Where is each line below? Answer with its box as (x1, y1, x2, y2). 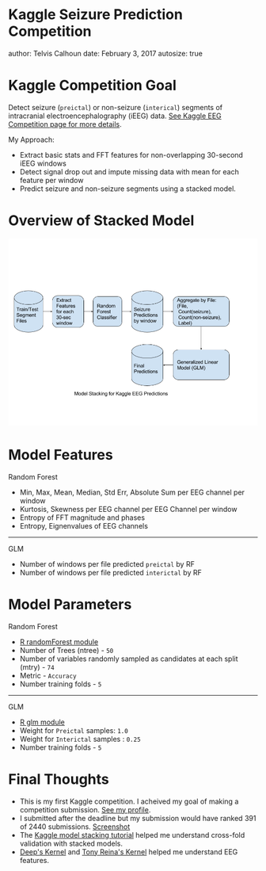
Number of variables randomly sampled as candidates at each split (19, 654, 239, 663)
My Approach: (8, 135, 55, 144)
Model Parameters (8, 595, 132, 613)
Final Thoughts (8, 770, 109, 788)
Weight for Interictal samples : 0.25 (19, 734, 141, 743)
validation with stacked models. (19, 839, 123, 848)
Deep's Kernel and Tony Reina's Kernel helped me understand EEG (19, 846, 238, 857)
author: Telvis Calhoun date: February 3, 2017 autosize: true (8, 48, 203, 58)
